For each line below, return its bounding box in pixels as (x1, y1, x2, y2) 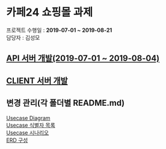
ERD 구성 (6, 136, 28, 144)
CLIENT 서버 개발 (6, 76, 68, 86)
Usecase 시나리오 (6, 129, 49, 136)
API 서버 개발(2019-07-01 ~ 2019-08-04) (6, 53, 160, 64)
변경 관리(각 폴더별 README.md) (6, 98, 125, 108)
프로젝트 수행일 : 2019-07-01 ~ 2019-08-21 (6, 26, 112, 34)
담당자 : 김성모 (6, 34, 40, 41)
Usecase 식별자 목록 (6, 121, 55, 129)
